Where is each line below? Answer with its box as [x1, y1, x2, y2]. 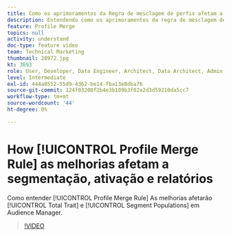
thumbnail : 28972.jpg [7, 55, 69, 62]
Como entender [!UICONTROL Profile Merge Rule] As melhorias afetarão [7, 193, 212, 202]
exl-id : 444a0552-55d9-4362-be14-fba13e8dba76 [7, 81, 143, 87]
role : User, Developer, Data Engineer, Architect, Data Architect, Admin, [7, 67, 226, 74]
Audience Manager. [7, 208, 63, 217]
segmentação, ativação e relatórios [7, 171, 214, 186]
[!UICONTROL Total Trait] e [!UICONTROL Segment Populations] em [7, 201, 200, 209]
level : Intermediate [7, 74, 67, 81]
